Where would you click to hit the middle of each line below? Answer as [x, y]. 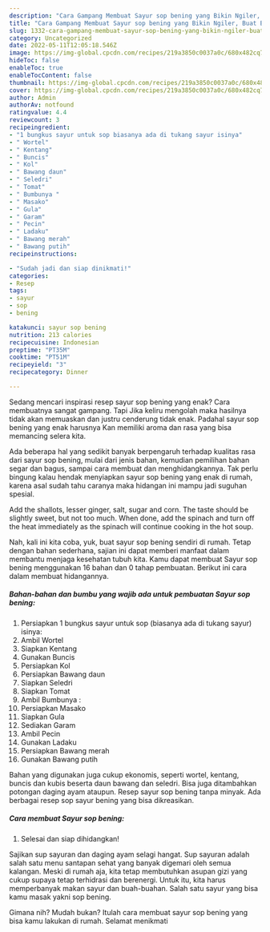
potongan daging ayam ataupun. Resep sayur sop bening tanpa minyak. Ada [135, 791]
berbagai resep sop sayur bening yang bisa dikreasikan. [102, 800]
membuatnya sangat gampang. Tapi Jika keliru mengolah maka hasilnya [128, 410]
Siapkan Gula [42, 717]
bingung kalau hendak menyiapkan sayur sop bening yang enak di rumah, [131, 476]
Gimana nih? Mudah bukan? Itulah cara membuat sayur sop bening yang [129, 912]
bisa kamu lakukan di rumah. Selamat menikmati [89, 921]
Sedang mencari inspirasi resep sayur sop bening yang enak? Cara [120, 402]
